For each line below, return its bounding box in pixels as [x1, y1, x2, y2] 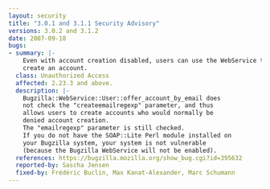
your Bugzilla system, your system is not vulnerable [22, 138, 207, 147]
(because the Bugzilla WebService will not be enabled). [22, 146, 218, 154]
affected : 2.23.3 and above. [15, 79, 113, 87]
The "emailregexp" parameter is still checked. [22, 124, 185, 132]
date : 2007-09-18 [8, 34, 67, 43]
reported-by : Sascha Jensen [15, 162, 110, 170]
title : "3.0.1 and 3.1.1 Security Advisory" [8, 19, 160, 27]
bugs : [8, 42, 27, 50]
